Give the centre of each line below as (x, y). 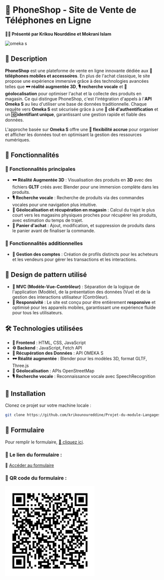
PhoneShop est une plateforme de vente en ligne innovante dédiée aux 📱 (79, 70)
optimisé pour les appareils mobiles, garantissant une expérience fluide (84, 307)
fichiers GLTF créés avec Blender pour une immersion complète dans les (85, 187)
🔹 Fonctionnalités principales (40, 169)
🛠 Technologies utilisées (44, 328)
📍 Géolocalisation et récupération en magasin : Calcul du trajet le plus (83, 210)
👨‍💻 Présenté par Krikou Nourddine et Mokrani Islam (58, 34)
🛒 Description (26, 59)
